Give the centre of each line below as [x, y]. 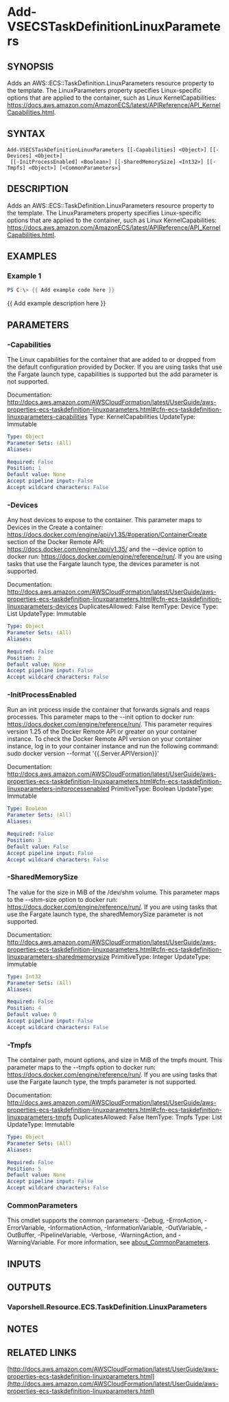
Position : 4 [24, 1009]
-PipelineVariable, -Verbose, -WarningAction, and [107, 1235]
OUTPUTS [29, 1287]
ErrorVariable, [27, 1228]
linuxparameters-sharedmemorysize [59, 956]
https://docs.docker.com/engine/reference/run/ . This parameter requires [110, 724]
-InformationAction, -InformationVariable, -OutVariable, [125, 1228]
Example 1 [24, 276]
